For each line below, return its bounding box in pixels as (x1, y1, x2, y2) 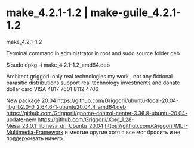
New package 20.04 (6, 97, 57, 104)
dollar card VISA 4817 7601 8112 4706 (6, 85, 99, 92)
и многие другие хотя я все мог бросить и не (64, 128, 181, 136)
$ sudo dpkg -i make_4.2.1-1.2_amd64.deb (6, 61, 110, 68)
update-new (6, 116, 36, 123)
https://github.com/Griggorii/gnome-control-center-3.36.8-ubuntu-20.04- (6, 109, 188, 116)
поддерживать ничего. (6, 134, 64, 142)
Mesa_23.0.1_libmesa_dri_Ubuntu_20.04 (6, 122, 104, 129)
